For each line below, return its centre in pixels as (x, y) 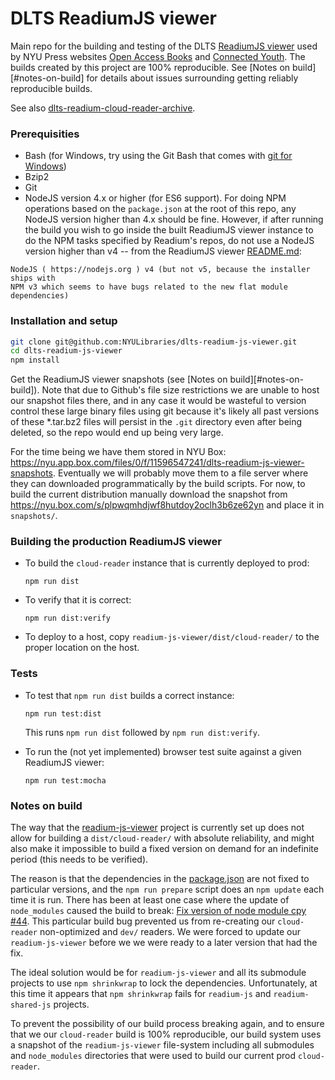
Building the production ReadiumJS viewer (116, 542)
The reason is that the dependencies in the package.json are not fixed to (160, 879)
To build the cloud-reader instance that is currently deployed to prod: (167, 563)
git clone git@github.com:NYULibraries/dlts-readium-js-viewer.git (154, 342)
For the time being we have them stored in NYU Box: (118, 452)
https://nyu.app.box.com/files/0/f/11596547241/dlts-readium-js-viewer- (157, 463)
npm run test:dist (63, 713)
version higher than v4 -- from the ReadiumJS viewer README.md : (163, 251)
